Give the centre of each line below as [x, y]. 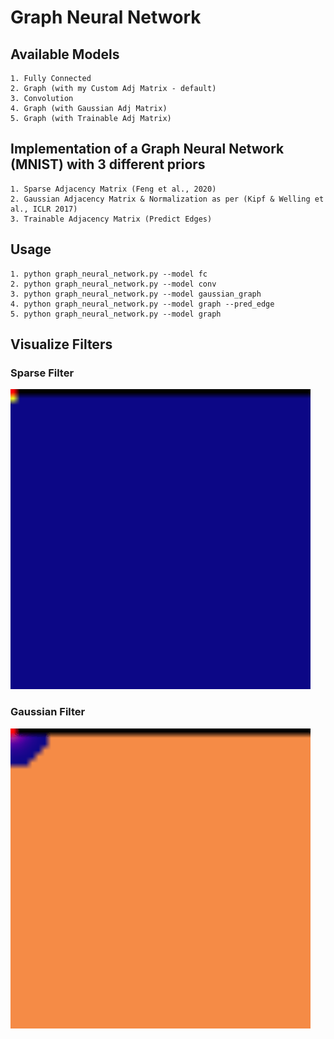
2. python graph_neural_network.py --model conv [113, 284]
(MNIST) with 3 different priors [108, 164]
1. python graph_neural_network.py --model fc [109, 274]
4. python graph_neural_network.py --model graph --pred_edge [142, 304]
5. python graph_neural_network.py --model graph [116, 314]
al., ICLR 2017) [44, 209]
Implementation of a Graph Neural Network [147, 149]
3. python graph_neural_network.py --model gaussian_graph [136, 294]
